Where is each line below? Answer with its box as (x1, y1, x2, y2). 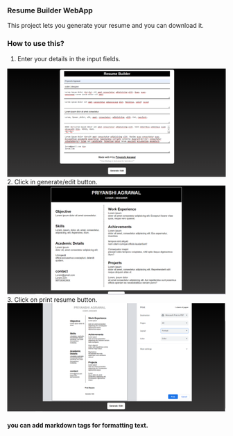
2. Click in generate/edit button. (7, 178, 98, 186)
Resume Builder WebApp (7, 6, 94, 15)
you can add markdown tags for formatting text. (7, 421, 148, 429)
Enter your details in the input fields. (17, 54, 121, 63)
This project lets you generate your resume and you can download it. (7, 22, 204, 30)
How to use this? (7, 39, 64, 49)
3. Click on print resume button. (7, 296, 98, 304)
